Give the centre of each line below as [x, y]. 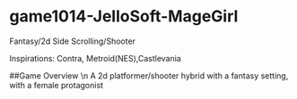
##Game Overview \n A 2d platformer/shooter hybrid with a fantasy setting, [149, 75]
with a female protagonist [57, 85]
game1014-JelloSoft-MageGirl [124, 16]
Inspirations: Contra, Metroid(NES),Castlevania [95, 58]
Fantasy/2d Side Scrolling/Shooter [73, 41]
